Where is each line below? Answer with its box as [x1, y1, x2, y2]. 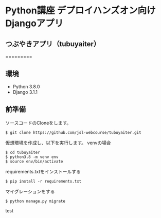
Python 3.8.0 [12, 83, 40, 90]
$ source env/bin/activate [5, 158, 63, 164]
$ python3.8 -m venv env [5, 154, 59, 160]
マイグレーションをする [5, 188, 55, 194]
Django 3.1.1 [12, 89, 38, 95]
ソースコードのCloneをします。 [5, 120, 71, 126]
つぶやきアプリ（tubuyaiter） [5, 39, 100, 48]
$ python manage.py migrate [5, 199, 66, 204]
